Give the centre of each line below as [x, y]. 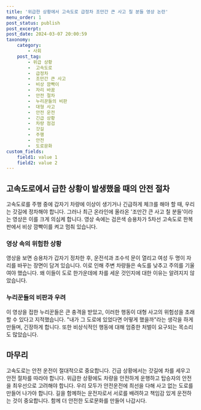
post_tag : [29, 57]
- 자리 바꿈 [41, 90]
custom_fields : [25, 151]
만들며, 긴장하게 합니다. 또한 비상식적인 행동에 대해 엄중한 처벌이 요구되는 [92, 327]
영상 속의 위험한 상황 [34, 243]
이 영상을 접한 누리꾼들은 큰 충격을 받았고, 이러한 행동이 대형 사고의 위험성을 [95, 312]
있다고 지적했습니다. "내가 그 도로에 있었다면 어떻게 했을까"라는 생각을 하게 [106, 319]
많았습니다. [25, 334]
